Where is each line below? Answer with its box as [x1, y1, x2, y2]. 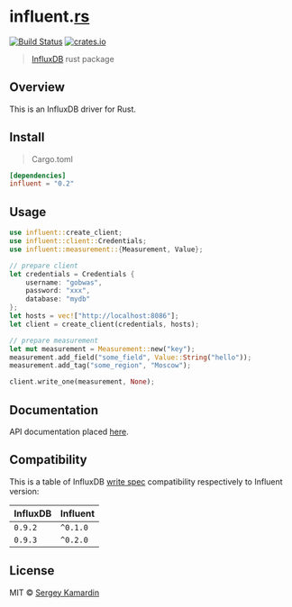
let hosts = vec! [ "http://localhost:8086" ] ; [9, 312, 179, 321]
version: [9, 485, 40, 496]
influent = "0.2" [9, 179, 75, 188]
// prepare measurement [9, 336, 99, 345]
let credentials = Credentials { [9, 269, 135, 278]
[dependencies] [9, 171, 67, 180]
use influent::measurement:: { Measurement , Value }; [9, 245, 204, 254]
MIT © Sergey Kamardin [9, 587, 100, 598]
